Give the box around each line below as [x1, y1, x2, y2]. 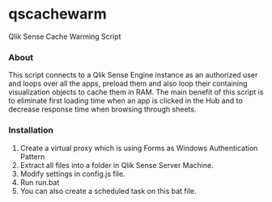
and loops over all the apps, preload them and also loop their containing [8, 78, 249, 89]
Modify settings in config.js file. [19, 169, 125, 179]
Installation [8, 124, 54, 136]
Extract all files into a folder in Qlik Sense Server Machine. [19, 160, 214, 170]
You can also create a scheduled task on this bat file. [19, 186, 197, 196]
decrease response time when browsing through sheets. [8, 104, 197, 114]
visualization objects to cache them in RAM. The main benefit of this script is [8, 87, 264, 97]
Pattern [19, 151, 45, 162]
